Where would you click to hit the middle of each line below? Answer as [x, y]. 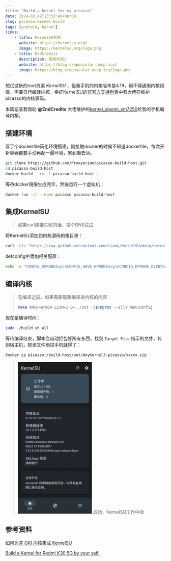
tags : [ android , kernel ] [32, 27]
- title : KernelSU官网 [38, 38]
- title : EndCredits [36, 54]
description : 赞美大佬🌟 [42, 59]
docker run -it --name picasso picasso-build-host [60, 194]
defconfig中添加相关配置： [33, 256]
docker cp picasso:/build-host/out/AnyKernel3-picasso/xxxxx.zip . [78, 355]
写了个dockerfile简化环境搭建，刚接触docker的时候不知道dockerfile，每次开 [85, 146]
